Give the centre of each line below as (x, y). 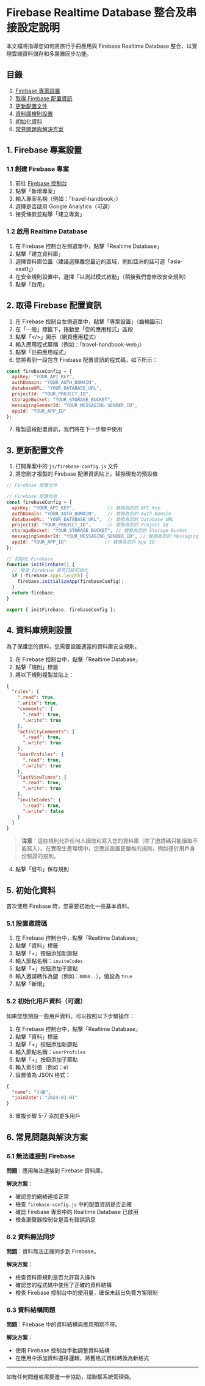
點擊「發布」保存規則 (42, 869)
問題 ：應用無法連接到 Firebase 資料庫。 (56, 1171)
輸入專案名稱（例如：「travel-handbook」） (68, 199)
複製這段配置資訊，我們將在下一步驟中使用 (69, 429)
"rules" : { (26, 692)
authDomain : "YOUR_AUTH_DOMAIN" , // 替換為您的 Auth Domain (92, 514)
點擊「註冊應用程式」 (42, 352)
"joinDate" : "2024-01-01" (45, 1098)
